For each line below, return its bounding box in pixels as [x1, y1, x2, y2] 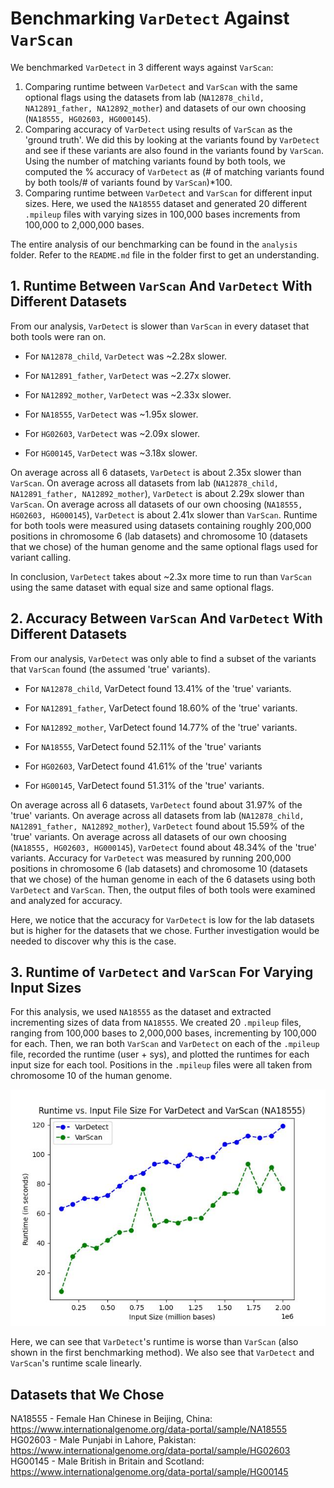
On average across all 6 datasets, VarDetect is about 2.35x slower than [10, 466, 302, 478]
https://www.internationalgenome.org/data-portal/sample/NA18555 [10, 1423, 288, 1436]
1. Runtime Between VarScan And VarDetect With [10, 278, 313, 295]
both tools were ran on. [10, 330, 107, 342]
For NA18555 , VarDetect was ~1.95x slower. [24, 408, 199, 420]
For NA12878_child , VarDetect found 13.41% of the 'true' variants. [24, 682, 292, 694]
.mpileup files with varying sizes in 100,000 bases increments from [24, 208, 301, 220]
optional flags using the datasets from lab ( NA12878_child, [24, 91, 265, 103]
